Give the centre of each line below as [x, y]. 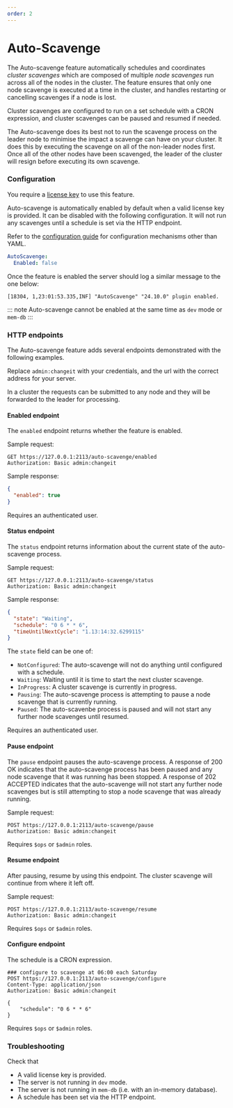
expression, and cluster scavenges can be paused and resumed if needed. [114, 118]
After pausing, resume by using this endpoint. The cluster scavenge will [110, 875]
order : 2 [20, 14]
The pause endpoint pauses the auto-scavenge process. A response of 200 [115, 761]
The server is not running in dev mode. [72, 1082]
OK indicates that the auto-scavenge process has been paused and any [110, 769]
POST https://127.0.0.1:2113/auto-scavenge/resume [82, 909]
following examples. [36, 357]
